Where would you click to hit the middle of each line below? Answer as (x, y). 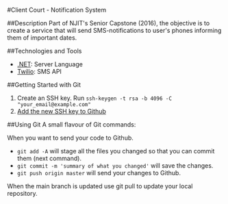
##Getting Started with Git (44, 85)
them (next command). (49, 158)
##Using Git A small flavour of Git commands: (72, 125)
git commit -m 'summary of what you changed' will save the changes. (115, 166)
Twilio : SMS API (39, 72)
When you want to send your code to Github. (70, 138)
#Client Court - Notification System (57, 10)
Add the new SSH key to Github (61, 111)
